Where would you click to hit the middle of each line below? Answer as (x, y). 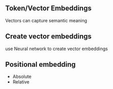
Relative (21, 82)
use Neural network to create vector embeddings (56, 49)
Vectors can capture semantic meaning (46, 20)
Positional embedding (41, 64)
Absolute (22, 77)
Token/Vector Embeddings (48, 8)
